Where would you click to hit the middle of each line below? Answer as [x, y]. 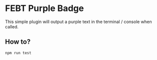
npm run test [18, 53]
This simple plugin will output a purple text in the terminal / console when [78, 22]
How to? [18, 42]
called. [12, 26]
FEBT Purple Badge [45, 8]
